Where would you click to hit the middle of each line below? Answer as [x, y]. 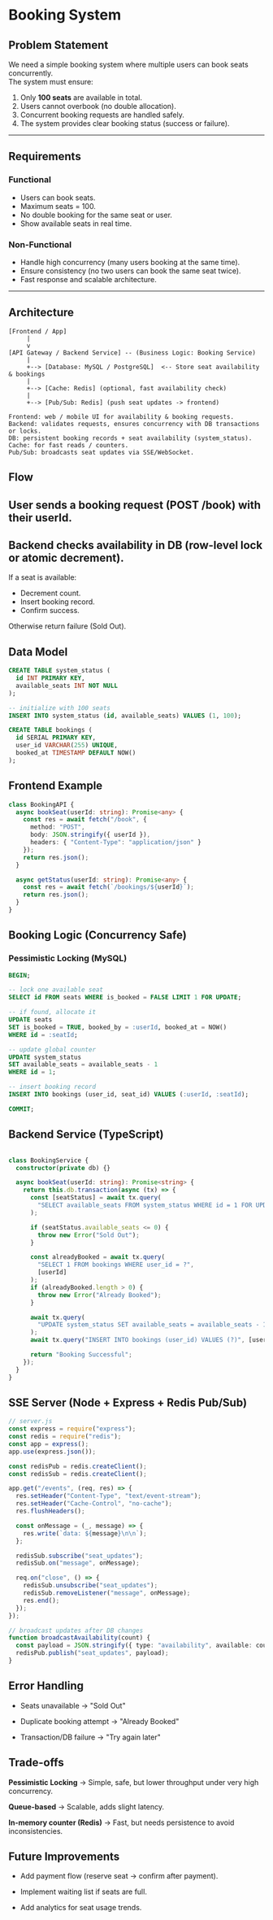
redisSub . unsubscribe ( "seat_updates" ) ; [91, 1586]
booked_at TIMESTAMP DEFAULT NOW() [76, 753]
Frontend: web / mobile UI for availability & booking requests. [121, 416]
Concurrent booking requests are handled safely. [102, 115]
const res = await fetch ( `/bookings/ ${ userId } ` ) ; [109, 887]
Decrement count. [50, 593]
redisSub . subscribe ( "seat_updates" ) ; [80, 1556]
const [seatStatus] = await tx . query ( [95, 1198]
